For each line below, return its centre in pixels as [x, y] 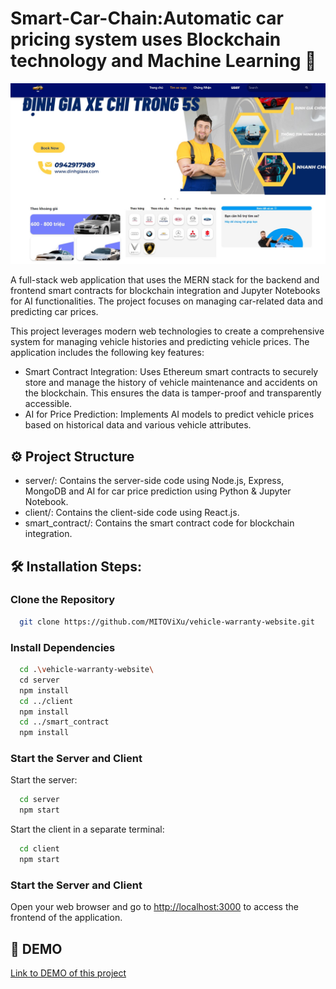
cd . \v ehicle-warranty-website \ [87, 670]
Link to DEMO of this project [68, 973]
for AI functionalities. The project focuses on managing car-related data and [166, 301]
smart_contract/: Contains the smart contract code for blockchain [159, 523]
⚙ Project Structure [72, 456]
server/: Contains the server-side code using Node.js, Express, [154, 481]
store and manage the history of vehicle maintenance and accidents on [171, 383]
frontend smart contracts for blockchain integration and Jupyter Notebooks [165, 291]
